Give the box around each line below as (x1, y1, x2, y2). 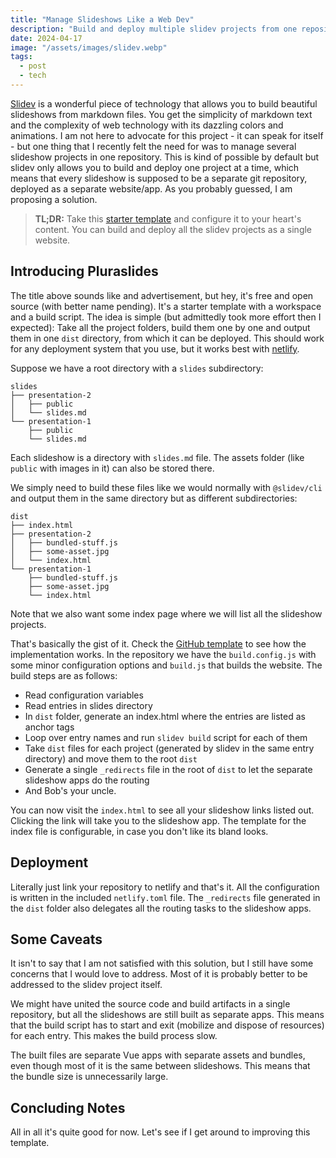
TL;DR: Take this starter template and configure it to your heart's (34, 212, 302, 225)
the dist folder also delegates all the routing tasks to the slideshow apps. (10, 902, 312, 914)
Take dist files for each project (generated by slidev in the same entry (24, 742, 315, 754)
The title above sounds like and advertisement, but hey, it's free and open (10, 289, 314, 301)
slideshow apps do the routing (24, 774, 150, 786)
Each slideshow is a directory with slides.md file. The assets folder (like (10, 451, 305, 463)
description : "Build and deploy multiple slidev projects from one (10, 24, 298, 34)
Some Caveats (10, 931, 103, 948)
